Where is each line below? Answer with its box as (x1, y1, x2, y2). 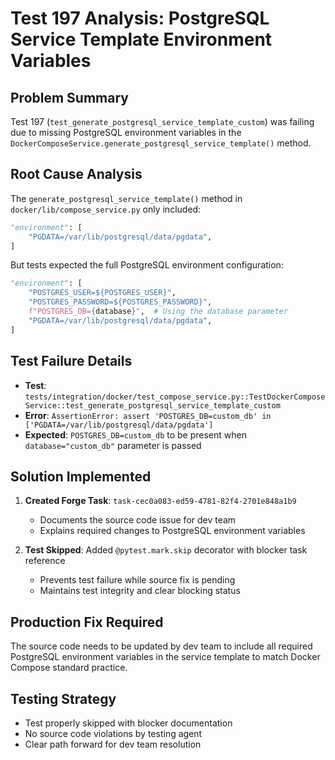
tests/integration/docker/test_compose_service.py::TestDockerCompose (24, 392, 326, 402)
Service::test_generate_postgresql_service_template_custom (24, 400, 281, 411)
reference (24, 555, 66, 567)
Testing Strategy (10, 690, 117, 707)
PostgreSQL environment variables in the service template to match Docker (10, 651, 321, 663)
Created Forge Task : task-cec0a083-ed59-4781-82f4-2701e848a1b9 (24, 495, 297, 507)
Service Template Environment (10, 28, 273, 51)
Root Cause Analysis (10, 166, 143, 183)
